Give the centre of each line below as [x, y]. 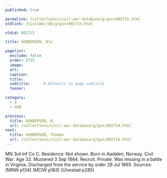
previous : [16, 116]
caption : [19, 74]
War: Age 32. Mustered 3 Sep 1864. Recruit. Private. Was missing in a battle [84, 159]
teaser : [18, 89]
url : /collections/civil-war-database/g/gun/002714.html [71, 126]
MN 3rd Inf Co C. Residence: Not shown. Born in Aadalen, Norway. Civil [79, 154]
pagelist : [16, 51]
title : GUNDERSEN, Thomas [37, 135]
